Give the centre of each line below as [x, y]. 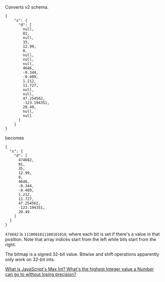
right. [11, 245]
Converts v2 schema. [27, 7]
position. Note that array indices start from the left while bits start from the [81, 239]
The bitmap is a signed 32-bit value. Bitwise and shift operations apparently [82, 254]
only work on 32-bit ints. [30, 259]
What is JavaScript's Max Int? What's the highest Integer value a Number [80, 269]
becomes [15, 138]
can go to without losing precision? [41, 274]
